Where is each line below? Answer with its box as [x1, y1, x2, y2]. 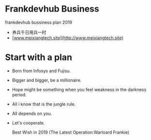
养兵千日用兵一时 [12, 29, 46, 35]
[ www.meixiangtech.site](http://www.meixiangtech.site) [12, 35, 123, 41]
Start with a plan [5, 52, 73, 63]
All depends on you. [12, 110, 52, 116]
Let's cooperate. [12, 120, 45, 125]
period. [12, 92, 27, 97]
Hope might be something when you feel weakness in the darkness [12, 86, 147, 93]
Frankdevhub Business [5, 3, 99, 15]
